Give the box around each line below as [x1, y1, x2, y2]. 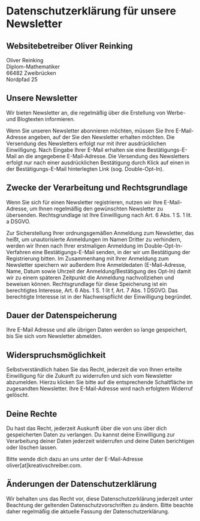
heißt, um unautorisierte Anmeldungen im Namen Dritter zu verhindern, [6, 236, 182, 243]
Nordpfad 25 [6, 76, 38, 83]
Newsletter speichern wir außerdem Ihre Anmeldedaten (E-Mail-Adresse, [6, 261, 187, 268]
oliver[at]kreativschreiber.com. [6, 462, 82, 469]
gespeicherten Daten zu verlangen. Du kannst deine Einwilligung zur [6, 431, 175, 438]
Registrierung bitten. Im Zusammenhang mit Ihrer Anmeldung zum [6, 255, 169, 262]
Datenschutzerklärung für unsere [6, 4, 177, 18]
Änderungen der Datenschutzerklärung [6, 479, 157, 489]
